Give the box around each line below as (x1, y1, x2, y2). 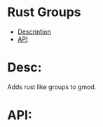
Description (17, 27, 51, 36)
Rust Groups (7, 4, 82, 20)
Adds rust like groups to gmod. (7, 82, 97, 91)
